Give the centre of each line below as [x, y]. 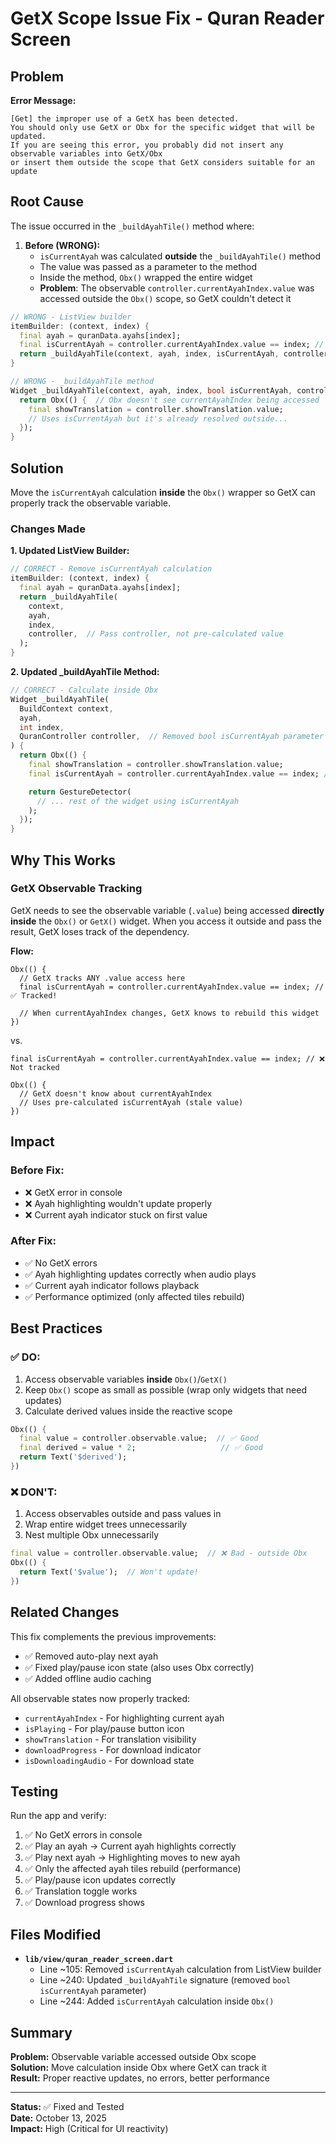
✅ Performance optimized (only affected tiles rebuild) [134, 1296]
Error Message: [43, 100]
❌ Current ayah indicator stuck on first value [116, 1214]
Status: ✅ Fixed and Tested [67, 2106]
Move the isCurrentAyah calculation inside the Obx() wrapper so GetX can [163, 492]
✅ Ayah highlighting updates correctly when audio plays [140, 1274]
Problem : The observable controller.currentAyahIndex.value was [177, 288]
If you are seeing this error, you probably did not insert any [147, 145]
